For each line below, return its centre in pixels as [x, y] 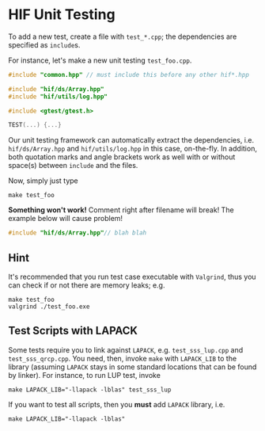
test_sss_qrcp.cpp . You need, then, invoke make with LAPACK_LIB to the [123, 358]
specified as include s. [44, 44]
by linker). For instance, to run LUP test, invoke [84, 375]
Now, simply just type [43, 181]
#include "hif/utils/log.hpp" [58, 97]
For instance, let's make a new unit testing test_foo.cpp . [100, 60]
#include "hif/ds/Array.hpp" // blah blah [78, 233]
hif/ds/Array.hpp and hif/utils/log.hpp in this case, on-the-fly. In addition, [132, 149]
